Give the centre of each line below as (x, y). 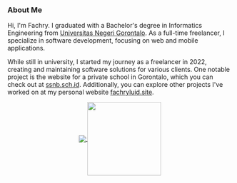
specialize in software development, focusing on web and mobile (103, 41)
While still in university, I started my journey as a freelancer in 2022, (107, 62)
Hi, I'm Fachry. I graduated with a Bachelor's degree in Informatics (105, 26)
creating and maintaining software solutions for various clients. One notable (119, 70)
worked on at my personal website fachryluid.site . (81, 92)
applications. (26, 48)
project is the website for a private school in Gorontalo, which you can (110, 77)
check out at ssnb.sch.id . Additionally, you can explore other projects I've (115, 85)
